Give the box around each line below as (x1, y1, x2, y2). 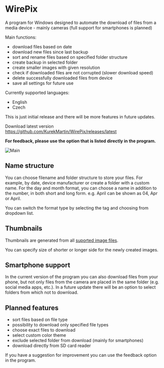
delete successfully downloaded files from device (12, 75, 113, 81)
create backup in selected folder (12, 59, 78, 65)
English (12, 99, 27, 105)
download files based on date (12, 44, 72, 49)
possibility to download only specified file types (12, 322, 109, 328)
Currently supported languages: (5, 90, 70, 95)
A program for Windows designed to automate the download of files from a (5, 20, 157, 25)
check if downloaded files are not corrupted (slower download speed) (12, 69, 153, 75)
